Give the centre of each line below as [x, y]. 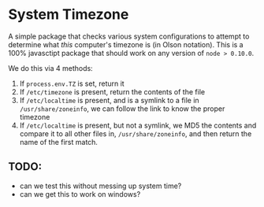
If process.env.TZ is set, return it [72, 83]
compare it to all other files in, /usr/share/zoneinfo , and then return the [136, 133]
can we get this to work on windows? [80, 194]
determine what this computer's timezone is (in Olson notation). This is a [126, 44]
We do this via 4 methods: [50, 68]
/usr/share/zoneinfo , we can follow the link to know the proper [122, 109]
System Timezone [69, 15]
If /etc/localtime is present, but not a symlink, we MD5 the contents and [138, 125]
